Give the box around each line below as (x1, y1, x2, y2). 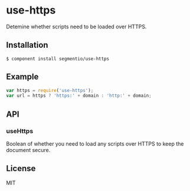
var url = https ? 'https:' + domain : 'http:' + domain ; (6, 93, 152, 99)
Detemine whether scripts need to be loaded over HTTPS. (6, 23, 147, 30)
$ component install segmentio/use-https (6, 55, 110, 62)
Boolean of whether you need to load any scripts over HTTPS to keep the (6, 140, 184, 147)
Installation (6, 40, 48, 50)
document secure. (6, 147, 51, 153)
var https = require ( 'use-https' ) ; (6, 87, 94, 93)
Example (6, 72, 39, 82)
